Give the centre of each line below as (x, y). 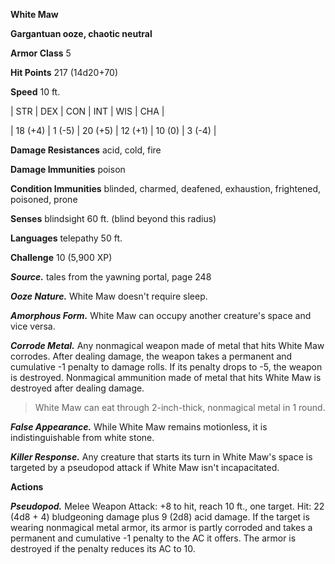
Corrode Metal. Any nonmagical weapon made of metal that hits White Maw (167, 345)
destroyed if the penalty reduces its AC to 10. (103, 548)
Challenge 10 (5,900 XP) (61, 257)
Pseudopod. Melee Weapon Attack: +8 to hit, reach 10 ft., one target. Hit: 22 (167, 506)
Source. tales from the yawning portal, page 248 (111, 277)
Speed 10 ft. (35, 92)
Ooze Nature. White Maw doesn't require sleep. (109, 296)
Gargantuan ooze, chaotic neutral (81, 33)
